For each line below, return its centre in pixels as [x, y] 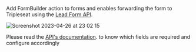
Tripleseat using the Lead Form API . [49, 14]
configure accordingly [33, 43]
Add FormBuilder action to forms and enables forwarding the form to [89, 8]
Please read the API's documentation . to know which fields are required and [98, 37]
